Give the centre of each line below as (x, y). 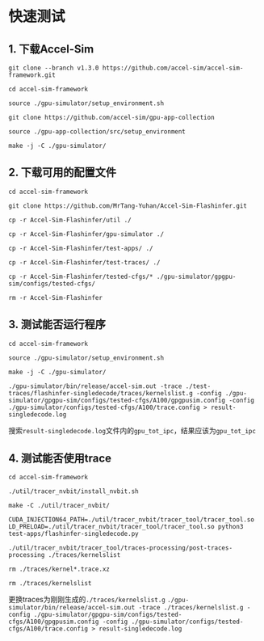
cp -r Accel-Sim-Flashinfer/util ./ (70, 220)
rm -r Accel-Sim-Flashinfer (56, 297)
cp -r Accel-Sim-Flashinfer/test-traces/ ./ (84, 262)
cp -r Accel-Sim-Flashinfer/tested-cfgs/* (81, 276)
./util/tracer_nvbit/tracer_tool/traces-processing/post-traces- (120, 548)
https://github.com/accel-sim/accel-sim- (173, 68)
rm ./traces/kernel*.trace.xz (59, 569)
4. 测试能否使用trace (60, 459)
